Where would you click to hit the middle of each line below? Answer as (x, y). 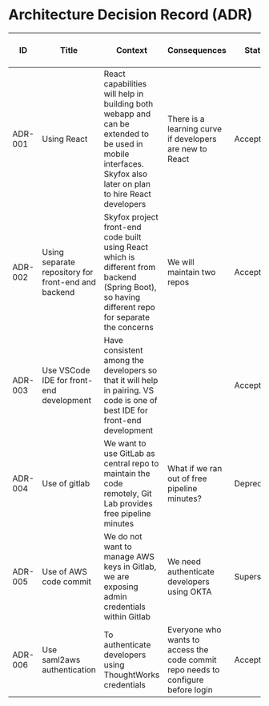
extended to (126, 134)
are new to (187, 148)
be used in (123, 143)
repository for (68, 272)
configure (185, 680)
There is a (186, 119)
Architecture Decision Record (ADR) (130, 15)
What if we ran (195, 468)
